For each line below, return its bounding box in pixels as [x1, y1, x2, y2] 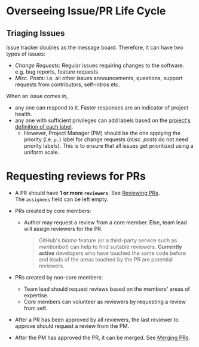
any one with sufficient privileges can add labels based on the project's [14, 117, 191, 124]
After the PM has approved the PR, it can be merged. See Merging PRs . [14, 334, 191, 341]
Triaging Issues [6, 28, 65, 38]
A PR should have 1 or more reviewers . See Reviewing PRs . [14, 189, 160, 196]
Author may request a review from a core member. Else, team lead [23, 218, 187, 226]
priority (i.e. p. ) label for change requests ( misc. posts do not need [23, 136, 188, 143]
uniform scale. [23, 148, 60, 156]
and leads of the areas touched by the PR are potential [38, 255, 173, 263]
